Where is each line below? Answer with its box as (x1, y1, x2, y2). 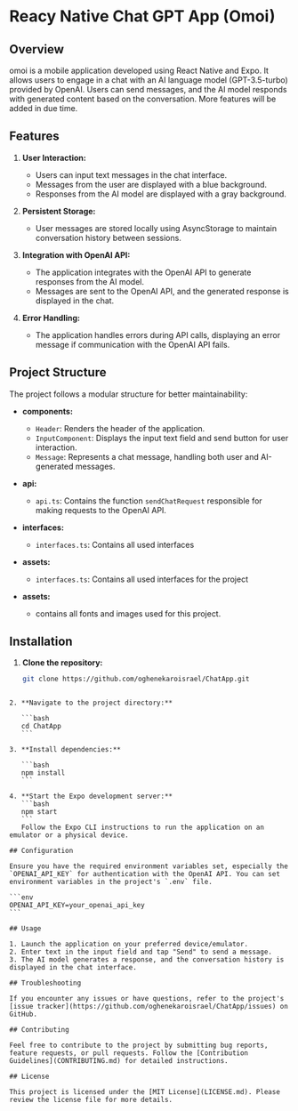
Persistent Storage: (21, 205, 96, 216)
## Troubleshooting (9, 978, 82, 988)
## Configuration (9, 847, 74, 856)
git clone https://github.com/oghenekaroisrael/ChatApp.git (21, 674, 250, 684)
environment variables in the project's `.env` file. (9, 878, 213, 887)
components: (21, 406, 74, 416)
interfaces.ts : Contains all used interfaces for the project (35, 574, 249, 584)
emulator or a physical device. (9, 831, 129, 840)
